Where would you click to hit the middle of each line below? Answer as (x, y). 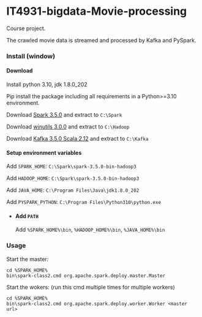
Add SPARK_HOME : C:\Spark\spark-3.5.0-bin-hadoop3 (71, 166)
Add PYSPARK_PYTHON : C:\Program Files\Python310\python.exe (84, 202)
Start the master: (28, 259)
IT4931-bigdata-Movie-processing (97, 11)
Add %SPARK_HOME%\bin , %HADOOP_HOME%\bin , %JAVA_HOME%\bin (90, 230)
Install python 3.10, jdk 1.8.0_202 (47, 85)
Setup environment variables (44, 152)
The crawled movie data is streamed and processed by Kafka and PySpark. (102, 40)
